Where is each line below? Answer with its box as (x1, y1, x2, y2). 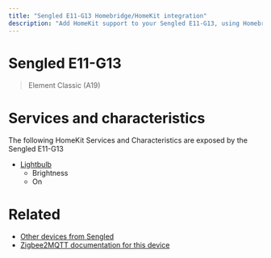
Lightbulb (19, 160, 52, 169)
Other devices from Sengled (19, 231, 115, 242)
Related (8, 205, 60, 223)
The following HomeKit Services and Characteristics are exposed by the (8, 135, 248, 145)
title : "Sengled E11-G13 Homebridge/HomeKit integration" (8, 11, 207, 20)
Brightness (31, 169, 69, 178)
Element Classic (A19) (27, 81, 101, 90)
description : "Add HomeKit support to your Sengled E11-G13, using (8, 19, 240, 27)
